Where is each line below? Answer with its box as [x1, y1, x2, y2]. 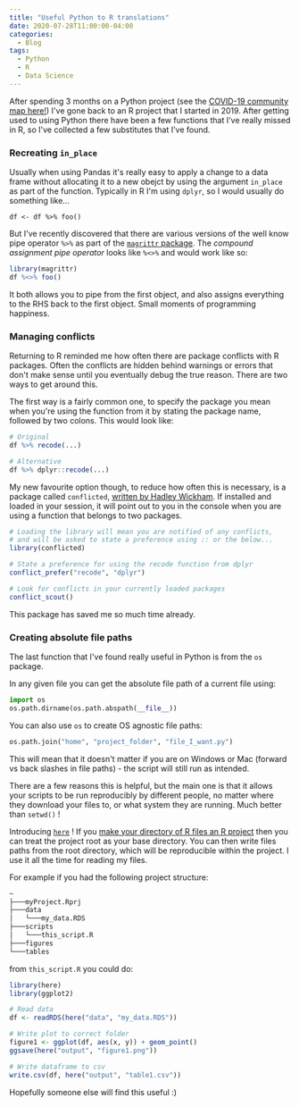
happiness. [9, 307, 50, 318]
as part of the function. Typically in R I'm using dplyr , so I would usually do [9, 186, 285, 197]
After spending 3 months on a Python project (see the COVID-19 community [9, 96, 289, 106]
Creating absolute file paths [9, 631, 133, 643]
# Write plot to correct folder [9, 1029, 129, 1039]
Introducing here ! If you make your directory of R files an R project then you [9, 825, 288, 836]
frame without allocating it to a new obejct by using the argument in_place [9, 176, 283, 188]
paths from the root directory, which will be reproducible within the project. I [9, 845, 289, 856]
